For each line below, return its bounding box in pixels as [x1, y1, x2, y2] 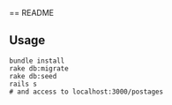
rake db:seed [9, 71, 57, 80]
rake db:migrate [9, 64, 69, 73]
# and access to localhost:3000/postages [9, 87, 164, 96]
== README [9, 8, 55, 18]
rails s [9, 79, 38, 88]
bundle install [9, 56, 65, 65]
